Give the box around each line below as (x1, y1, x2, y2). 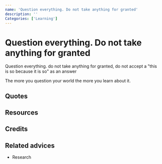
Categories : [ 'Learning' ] (5, 16, 57, 21)
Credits (5, 125, 28, 133)
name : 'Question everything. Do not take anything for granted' (5, 7, 138, 12)
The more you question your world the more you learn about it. (5, 78, 131, 84)
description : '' (5, 12, 38, 16)
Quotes (5, 92, 28, 100)
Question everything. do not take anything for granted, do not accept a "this (5, 64, 157, 69)
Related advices (5, 141, 55, 149)
